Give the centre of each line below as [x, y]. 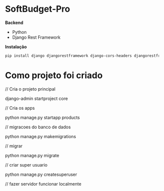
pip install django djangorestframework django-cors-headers [69, 56]
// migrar [14, 146]
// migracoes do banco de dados [38, 127]
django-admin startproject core [37, 98]
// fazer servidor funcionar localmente [43, 184]
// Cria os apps [20, 108]
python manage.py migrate [32, 155]
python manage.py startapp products [42, 117]
